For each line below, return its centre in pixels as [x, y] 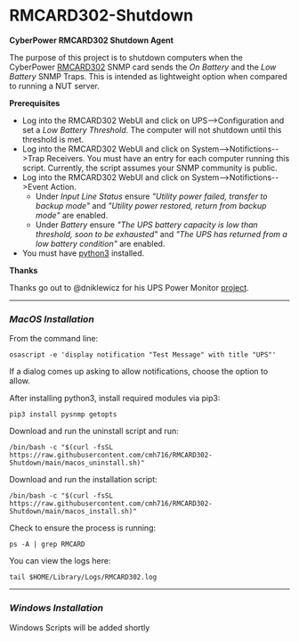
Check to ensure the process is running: [83, 528]
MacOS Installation [52, 319]
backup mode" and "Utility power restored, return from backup [151, 205]
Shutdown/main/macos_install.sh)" [73, 512]
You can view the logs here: [60, 561]
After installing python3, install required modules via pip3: [115, 399]
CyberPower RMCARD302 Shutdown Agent [91, 40]
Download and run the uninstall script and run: [94, 431]
